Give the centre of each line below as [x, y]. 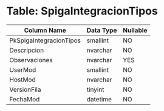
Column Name [45, 30]
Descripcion [27, 50]
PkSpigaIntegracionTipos [45, 40]
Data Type [102, 30]
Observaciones [31, 60]
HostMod [23, 80]
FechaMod [25, 99]
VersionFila [25, 89]
